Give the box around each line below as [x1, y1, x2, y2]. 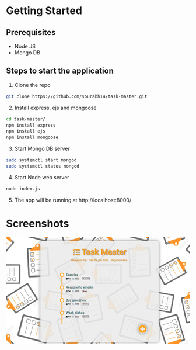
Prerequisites [6, 27, 56, 37]
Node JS [14, 43, 36, 50]
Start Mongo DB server [14, 145, 70, 153]
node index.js [6, 186, 41, 192]
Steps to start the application [6, 66, 114, 76]
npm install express [6, 122, 57, 128]
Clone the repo [14, 81, 51, 88]
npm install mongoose [6, 134, 59, 141]
